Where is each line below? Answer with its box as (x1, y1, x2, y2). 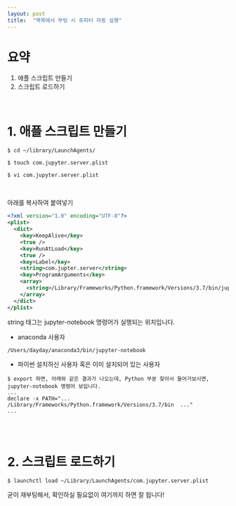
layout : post (7, 10, 46, 18)
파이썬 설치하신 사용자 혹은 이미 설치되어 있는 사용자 (17, 360, 160, 368)
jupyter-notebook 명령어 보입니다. (7, 382, 101, 390)
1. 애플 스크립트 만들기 (7, 124, 128, 139)
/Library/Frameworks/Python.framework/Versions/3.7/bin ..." (7, 401, 193, 408)
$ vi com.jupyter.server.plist (7, 171, 99, 179)
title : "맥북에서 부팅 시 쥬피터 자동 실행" (7, 17, 122, 24)
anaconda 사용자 (17, 332, 65, 341)
